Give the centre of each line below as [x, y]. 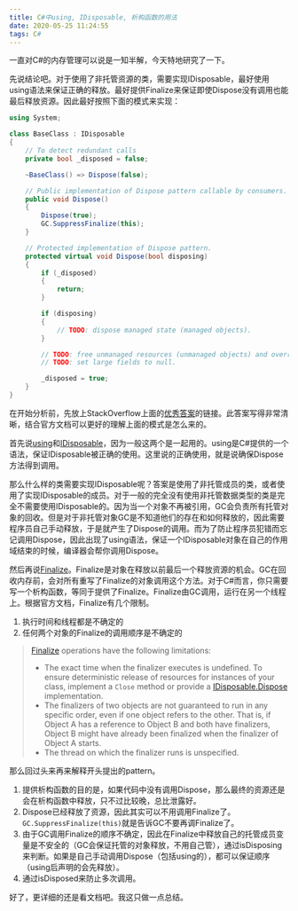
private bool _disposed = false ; [87, 159]
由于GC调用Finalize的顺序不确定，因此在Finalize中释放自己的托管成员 [149, 834]
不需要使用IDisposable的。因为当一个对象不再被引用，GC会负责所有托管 [149, 506]
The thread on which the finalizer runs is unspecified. [141, 752]
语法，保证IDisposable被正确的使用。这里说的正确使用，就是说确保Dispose [146, 454]
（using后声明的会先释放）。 [73, 867]
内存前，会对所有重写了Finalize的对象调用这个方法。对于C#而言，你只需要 [153, 580]
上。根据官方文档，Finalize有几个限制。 [82, 602]
